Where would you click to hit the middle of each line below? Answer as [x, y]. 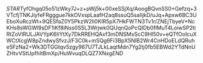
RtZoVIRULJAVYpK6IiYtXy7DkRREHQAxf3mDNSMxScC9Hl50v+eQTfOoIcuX [101, 34]
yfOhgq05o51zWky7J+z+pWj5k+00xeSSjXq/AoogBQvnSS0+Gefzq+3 [110, 9]
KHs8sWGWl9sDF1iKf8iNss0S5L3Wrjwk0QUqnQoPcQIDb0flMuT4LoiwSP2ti [101, 28]
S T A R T [15, 9]
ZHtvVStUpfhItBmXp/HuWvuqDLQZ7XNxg [59, 53]
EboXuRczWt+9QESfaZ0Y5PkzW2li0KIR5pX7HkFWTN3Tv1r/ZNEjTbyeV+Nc [101, 21]
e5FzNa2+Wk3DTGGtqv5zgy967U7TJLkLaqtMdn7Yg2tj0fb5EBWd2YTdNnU [101, 47]
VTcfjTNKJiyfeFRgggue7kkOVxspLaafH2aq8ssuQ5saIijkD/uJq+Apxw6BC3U [101, 15]
